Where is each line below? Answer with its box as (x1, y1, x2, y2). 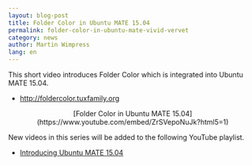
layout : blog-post (8, 11, 69, 20)
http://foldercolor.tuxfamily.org (19, 94, 120, 103)
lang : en (8, 48, 37, 56)
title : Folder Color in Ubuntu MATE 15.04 (8, 19, 150, 27)
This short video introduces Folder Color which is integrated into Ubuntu (8, 70, 243, 79)
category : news (8, 33, 58, 42)
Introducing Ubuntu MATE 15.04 (19, 148, 124, 157)
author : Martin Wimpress (8, 41, 90, 49)
